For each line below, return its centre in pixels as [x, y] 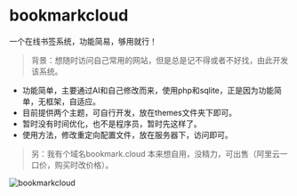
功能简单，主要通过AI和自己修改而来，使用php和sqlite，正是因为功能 [148, 90]
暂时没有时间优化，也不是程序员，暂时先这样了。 [112, 123]
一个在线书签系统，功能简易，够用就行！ [83, 41]
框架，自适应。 [73, 101]
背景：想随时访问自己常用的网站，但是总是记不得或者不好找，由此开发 [160, 60]
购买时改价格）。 [84, 165]
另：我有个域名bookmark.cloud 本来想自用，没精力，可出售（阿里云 [155, 153]
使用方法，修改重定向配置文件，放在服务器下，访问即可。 [127, 135]
